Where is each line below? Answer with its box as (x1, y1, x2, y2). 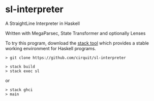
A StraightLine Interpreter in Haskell (5, 20, 80, 26)
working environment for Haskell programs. (5, 45, 97, 51)
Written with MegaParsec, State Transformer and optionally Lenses (5, 30, 146, 36)
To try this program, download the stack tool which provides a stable (5, 40, 149, 46)
